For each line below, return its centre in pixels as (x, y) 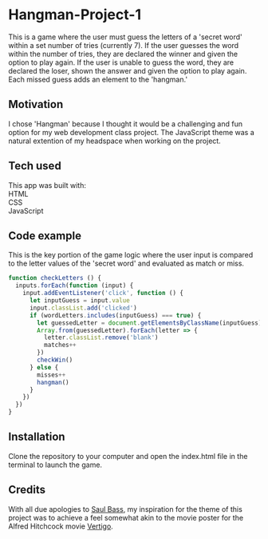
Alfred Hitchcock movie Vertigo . (61, 526)
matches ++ (60, 345)
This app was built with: (47, 185)
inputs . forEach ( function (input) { (75, 285)
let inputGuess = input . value (79, 301)
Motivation (36, 104)
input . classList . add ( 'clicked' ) (83, 308)
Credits (27, 490)
